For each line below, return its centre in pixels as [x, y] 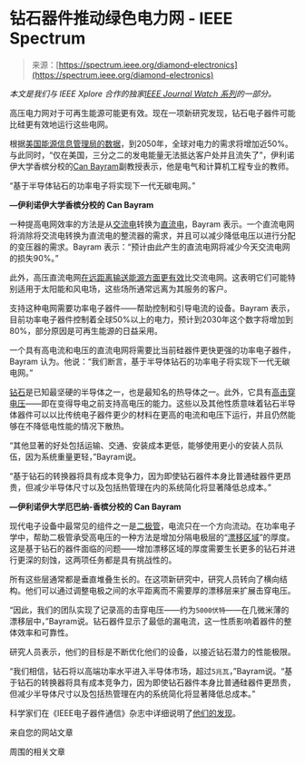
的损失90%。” [34, 258]
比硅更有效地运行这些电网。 [61, 124]
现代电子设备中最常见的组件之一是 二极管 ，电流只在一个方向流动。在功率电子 [152, 525]
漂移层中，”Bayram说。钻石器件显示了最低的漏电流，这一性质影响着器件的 [147, 621]
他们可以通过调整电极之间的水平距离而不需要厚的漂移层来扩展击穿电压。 [160, 590]
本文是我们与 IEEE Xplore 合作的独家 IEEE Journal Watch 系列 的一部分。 [143, 93]
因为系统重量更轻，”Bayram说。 [83, 456]
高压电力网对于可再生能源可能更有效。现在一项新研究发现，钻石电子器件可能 [152, 113]
